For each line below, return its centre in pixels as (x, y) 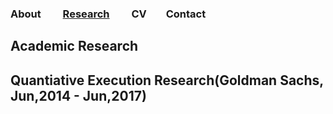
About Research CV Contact (108, 14)
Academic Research (74, 46)
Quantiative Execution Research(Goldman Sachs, (167, 80)
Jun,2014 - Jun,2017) (78, 95)
